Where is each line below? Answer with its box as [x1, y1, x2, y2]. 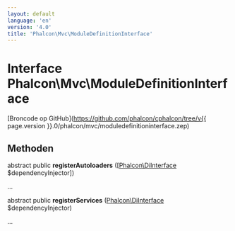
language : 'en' [7, 17, 52, 24]
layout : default [7, 10, 55, 18]
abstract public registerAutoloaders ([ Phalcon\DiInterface [7, 161, 177, 169]
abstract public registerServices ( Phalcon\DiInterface [7, 196, 164, 204]
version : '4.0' [7, 23, 52, 30]
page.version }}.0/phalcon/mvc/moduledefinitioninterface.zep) [7, 122, 190, 130]
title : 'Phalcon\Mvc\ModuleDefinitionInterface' [7, 30, 153, 38]
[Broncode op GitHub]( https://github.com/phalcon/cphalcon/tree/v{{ [7, 114, 207, 123]
